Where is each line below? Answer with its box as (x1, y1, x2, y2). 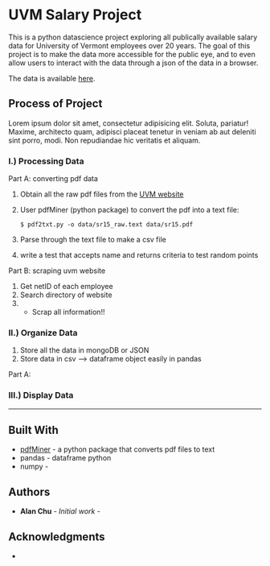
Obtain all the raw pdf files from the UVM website (19, 189, 184, 199)
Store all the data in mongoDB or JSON (19, 345, 149, 355)
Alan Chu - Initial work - (19, 506, 100, 516)
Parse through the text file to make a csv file (19, 235, 166, 245)
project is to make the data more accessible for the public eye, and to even (8, 49, 256, 59)
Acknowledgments (8, 530, 106, 543)
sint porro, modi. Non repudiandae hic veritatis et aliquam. (8, 135, 201, 145)
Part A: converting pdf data (8, 174, 99, 184)
